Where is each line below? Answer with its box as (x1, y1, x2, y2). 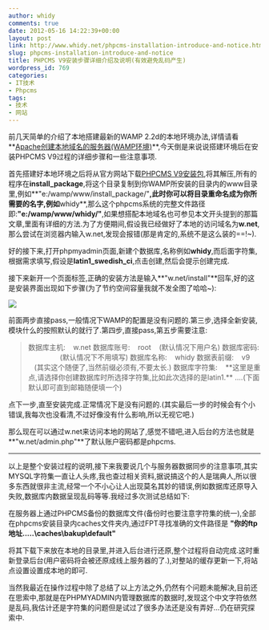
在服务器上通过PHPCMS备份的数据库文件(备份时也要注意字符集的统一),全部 (8, 509, 256, 518)
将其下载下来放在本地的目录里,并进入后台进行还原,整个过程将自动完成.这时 (8, 546, 254, 555)
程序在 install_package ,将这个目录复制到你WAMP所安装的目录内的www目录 (8, 179, 259, 189)
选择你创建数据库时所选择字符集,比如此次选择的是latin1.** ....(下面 (43, 372, 260, 382)
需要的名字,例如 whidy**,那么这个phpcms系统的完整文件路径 (8, 199, 206, 209)
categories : (8, 71, 48, 79)
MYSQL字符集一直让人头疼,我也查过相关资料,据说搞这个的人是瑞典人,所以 (8, 471, 250, 481)
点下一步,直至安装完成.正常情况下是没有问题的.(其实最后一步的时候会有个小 (8, 400, 256, 409)
